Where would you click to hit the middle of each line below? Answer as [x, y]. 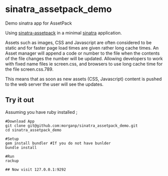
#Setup [12, 139]
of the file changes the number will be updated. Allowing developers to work [84, 58]
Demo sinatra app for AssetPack [39, 23]
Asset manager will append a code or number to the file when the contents [82, 53]
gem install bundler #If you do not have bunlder [58, 143]
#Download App [20, 121]
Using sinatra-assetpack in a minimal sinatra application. [63, 33]
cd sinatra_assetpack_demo [33, 130]
